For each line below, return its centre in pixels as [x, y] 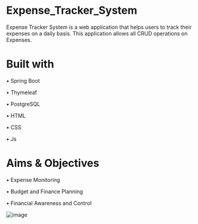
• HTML [16, 115]
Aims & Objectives [53, 163]
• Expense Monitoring [33, 180]
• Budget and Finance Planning [45, 191]
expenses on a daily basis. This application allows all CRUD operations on [97, 33]
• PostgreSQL [23, 104]
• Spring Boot [23, 80]
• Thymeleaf [22, 92]
